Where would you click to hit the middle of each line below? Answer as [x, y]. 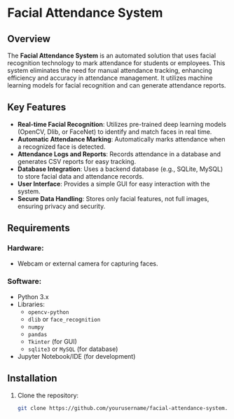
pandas [37, 334]
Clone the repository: [48, 395]
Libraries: [31, 304]
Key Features [37, 108]
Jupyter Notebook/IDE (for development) [76, 356]
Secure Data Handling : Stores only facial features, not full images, [113, 198]
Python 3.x [33, 296]
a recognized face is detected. [61, 146]
